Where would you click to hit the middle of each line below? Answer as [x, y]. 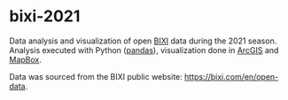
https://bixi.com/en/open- [232, 76]
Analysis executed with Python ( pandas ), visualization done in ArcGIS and [144, 50]
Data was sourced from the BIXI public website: [96, 76]
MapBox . [26, 59]
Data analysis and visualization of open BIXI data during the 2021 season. [143, 41]
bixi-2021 [45, 16]
